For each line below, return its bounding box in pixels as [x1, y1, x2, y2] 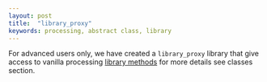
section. [8, 66, 36, 76]
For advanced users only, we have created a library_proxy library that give [8, 49, 260, 59]
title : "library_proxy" [8, 19, 92, 27]
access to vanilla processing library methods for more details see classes [8, 57, 253, 67]
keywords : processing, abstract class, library [8, 27, 172, 35]
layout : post [8, 11, 53, 20]
